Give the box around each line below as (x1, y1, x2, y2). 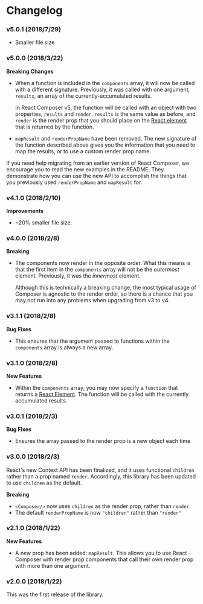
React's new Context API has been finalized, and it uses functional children (6, 466, 195, 474)
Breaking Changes (6, 68, 54, 75)
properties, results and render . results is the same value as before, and (14, 110, 196, 118)
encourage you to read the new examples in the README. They (6, 165, 164, 173)
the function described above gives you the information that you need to (14, 141, 196, 148)
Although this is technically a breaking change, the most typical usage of (14, 284, 196, 291)
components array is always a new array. (14, 343, 114, 351)
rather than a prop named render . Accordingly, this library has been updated (6, 472, 196, 480)
